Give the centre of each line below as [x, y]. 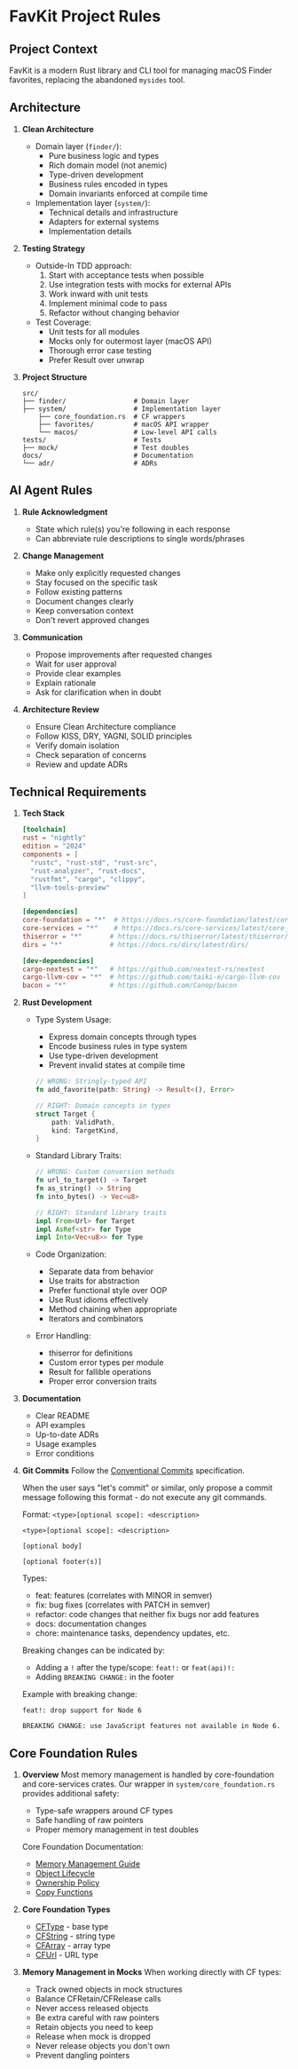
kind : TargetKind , [86, 1130]
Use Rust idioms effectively [98, 1300]
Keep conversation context [85, 611]
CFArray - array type [73, 1946]
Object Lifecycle [65, 1874]
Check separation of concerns [91, 754]
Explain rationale [66, 683]
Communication [52, 637]
